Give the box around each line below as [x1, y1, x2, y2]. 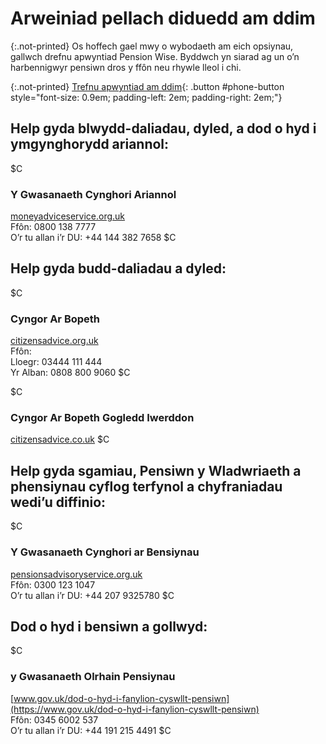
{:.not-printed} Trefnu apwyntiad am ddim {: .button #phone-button [10, 80, 285, 92]
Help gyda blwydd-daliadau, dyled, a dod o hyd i [10, 120, 317, 137]
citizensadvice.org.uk [10, 335, 99, 347]
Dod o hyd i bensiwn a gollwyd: [10, 618, 208, 635]
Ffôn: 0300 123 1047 [10, 578, 96, 591]
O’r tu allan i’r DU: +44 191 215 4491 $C [10, 724, 172, 736]
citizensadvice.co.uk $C [10, 433, 110, 446]
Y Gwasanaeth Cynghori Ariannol [10, 187, 177, 201]
